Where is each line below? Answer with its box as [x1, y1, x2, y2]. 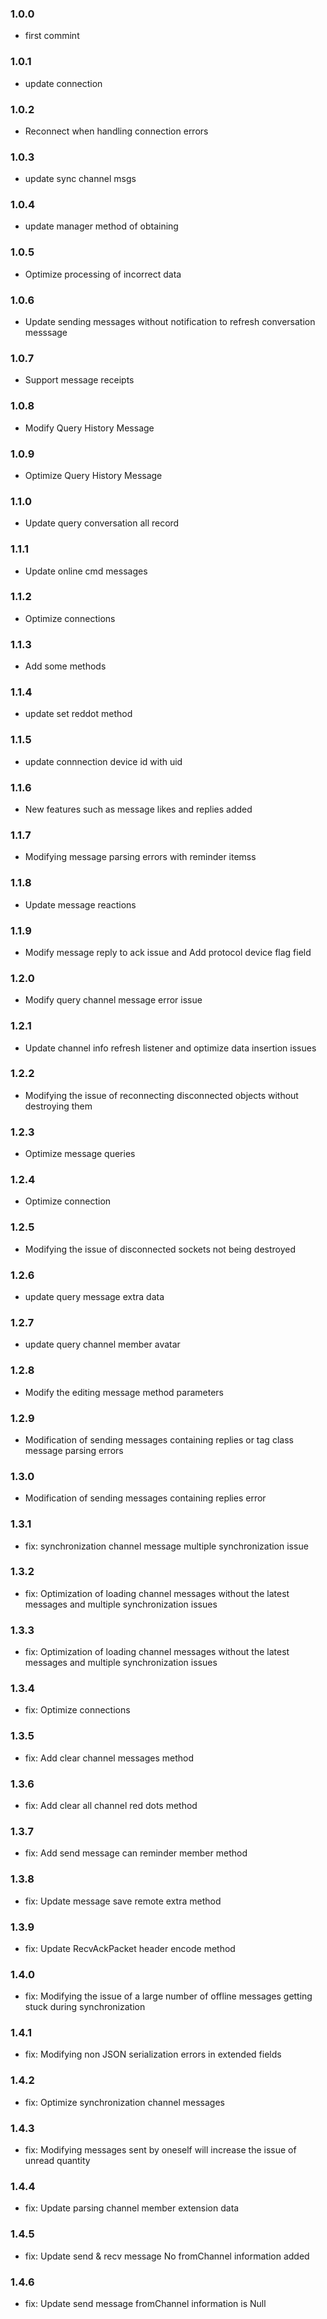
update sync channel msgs [24, 173, 137, 185]
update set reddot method [24, 708, 133, 720]
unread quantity [24, 2155, 91, 2167]
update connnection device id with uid [24, 755, 183, 767]
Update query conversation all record [24, 517, 180, 529]
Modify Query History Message [24, 422, 155, 434]
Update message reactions [24, 898, 137, 911]
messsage [24, 327, 68, 339]
